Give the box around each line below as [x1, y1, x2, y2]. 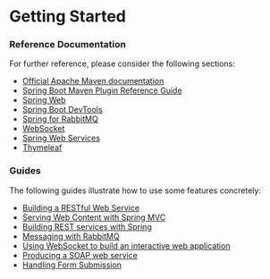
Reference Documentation [9, 38, 127, 51]
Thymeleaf [21, 142, 63, 153]
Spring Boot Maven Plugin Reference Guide [21, 85, 182, 96]
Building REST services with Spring [21, 221, 152, 232]
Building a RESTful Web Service [21, 202, 140, 213]
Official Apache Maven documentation [21, 76, 165, 87]
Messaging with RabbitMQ [21, 231, 120, 241]
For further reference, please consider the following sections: [9, 58, 235, 69]
